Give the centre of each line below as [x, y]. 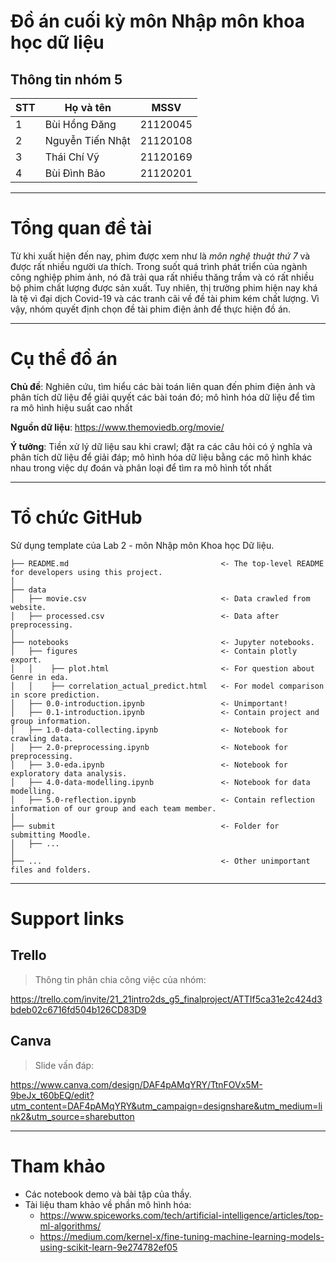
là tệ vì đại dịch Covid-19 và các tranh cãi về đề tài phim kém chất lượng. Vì [165, 298]
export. [26, 660]
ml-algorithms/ [70, 1226]
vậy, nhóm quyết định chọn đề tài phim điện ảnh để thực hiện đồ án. [151, 309]
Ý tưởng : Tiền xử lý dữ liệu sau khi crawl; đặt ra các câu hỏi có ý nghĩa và [161, 446]
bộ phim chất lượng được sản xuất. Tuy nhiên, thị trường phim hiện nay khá [164, 287]
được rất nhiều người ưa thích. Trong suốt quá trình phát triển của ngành [159, 266]
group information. [51, 721]
